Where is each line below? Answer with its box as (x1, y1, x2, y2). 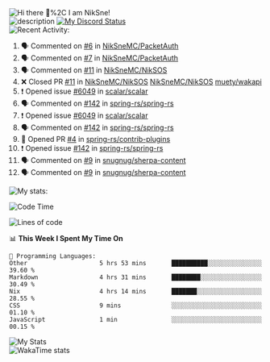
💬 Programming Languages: (9, 252, 96, 260)
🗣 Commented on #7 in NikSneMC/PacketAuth (20, 53, 179, 63)
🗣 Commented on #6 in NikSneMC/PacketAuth (20, 41, 179, 51)
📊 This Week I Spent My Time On (9, 234, 123, 243)
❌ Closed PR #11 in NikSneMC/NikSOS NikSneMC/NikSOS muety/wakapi (20, 77, 263, 86)
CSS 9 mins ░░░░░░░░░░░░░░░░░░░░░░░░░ (9, 302, 263, 310)
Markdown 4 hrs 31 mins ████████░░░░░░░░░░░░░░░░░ (9, 273, 263, 281)
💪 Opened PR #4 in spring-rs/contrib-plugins (20, 135, 171, 144)
